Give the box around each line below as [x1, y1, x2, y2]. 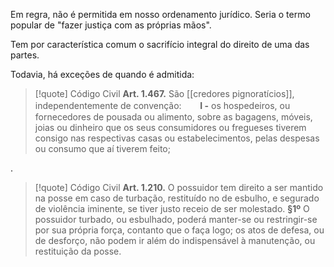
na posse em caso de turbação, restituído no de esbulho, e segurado [34, 192, 320, 204]
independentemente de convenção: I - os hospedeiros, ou [34, 100, 291, 111]
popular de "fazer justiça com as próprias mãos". [10, 19, 212, 31]
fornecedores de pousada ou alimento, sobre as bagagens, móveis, [34, 111, 313, 123]
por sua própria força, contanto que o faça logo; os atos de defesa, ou [34, 224, 325, 236]
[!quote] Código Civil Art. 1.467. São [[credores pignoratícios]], [34, 88, 295, 99]
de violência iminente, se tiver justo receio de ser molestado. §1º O [34, 203, 310, 214]
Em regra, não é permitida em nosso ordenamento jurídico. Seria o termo [10, 9, 311, 20]
